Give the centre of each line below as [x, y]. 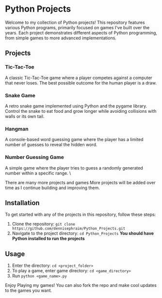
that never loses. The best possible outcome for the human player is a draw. [81, 83]
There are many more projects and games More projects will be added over [81, 182]
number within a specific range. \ [38, 173]
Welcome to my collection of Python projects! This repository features [75, 22]
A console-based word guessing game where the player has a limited [74, 140]
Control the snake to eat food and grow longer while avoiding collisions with [81, 111]
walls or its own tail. [25, 116]
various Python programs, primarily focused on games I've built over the [77, 27]
